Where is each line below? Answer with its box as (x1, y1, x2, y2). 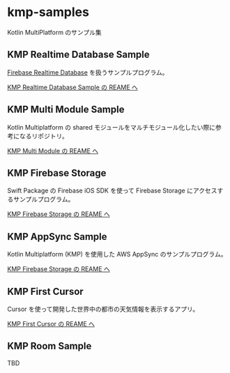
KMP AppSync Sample (7, 231, 107, 243)
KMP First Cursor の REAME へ (7, 320, 95, 328)
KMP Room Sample (7, 340, 92, 352)
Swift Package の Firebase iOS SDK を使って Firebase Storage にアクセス (7, 186, 217, 195)
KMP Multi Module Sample (7, 104, 125, 116)
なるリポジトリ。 (19, 132, 68, 140)
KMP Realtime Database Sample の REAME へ (7, 83, 138, 91)
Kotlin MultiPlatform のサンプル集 (7, 28, 102, 36)
